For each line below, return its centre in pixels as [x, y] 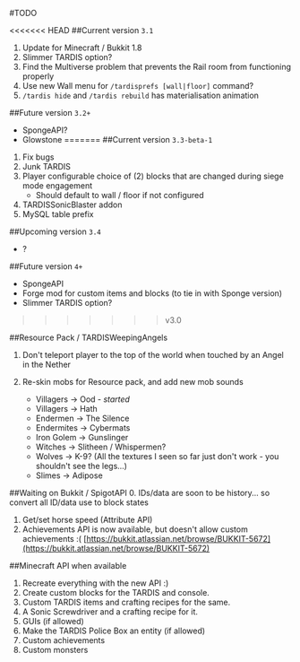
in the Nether [47, 364]
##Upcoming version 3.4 [55, 231]
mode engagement [57, 186]
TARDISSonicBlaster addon [72, 205]
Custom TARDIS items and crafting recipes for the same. [126, 602]
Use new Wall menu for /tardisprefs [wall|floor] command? [137, 86]
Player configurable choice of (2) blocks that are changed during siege [153, 176]
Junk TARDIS [47, 166]
